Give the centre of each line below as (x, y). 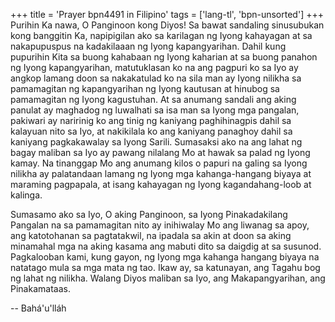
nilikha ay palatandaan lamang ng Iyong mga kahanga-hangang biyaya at (161, 173)
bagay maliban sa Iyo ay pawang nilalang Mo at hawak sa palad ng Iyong (160, 152)
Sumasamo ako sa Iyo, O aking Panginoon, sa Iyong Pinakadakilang (149, 214)
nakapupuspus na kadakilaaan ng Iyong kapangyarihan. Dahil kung (148, 46)
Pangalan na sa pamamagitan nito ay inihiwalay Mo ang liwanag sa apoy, (160, 225)
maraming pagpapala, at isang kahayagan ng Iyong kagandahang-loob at (161, 184)
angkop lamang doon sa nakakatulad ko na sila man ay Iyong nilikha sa (156, 78)
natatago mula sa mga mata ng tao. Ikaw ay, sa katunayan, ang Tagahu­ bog (165, 267)
